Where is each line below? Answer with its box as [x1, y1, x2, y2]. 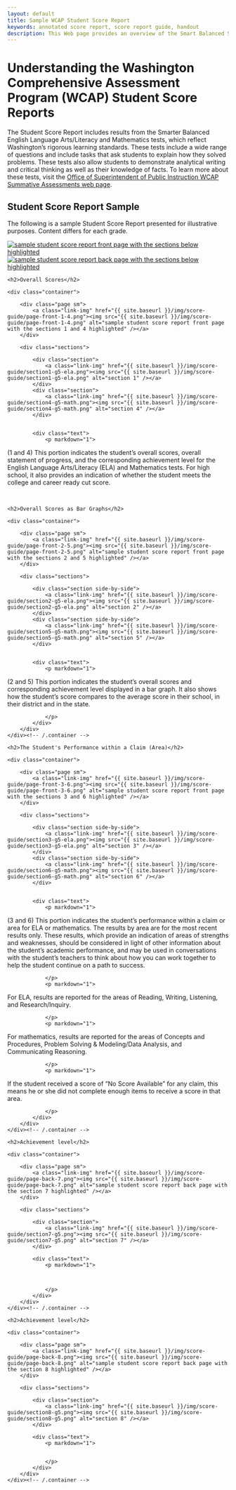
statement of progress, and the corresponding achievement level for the [7, 456, 216, 464]
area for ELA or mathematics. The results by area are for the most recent [7, 924, 218, 932]
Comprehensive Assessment [7, 75, 181, 91]
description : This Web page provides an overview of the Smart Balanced [7, 29, 225, 37]
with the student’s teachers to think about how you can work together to [7, 954, 216, 962]
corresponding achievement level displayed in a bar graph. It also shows [7, 685, 217, 693]
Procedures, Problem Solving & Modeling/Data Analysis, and [7, 1040, 183, 1048]
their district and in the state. [7, 700, 91, 708]
